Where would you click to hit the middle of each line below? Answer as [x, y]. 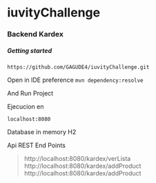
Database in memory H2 [42, 132]
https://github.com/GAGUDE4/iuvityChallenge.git [78, 67]
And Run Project [30, 94]
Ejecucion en [26, 107]
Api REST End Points [36, 145]
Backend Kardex [35, 34]
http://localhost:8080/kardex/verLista [77, 159]
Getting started [30, 50]
